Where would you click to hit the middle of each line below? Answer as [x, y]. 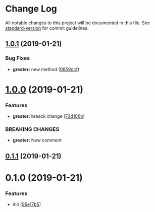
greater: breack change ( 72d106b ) [48, 116]
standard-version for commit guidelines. [47, 28]
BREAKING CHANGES [32, 129]
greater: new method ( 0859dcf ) [46, 69]
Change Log [31, 9]
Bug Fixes [18, 58]
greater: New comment [37, 140]
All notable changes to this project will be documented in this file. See [78, 23]
